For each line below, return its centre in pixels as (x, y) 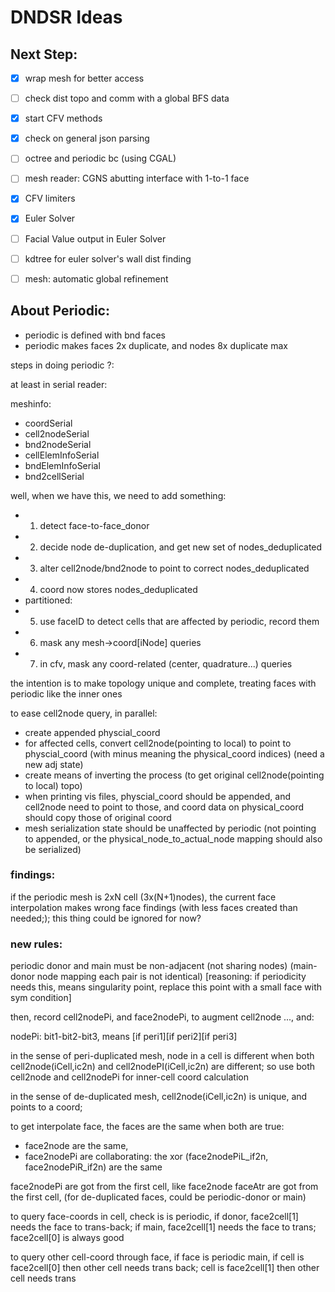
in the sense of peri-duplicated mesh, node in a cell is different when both (162, 1056)
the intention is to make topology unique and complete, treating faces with (163, 683)
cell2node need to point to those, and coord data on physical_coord (164, 807)
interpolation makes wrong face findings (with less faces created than (154, 907)
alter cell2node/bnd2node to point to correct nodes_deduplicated (174, 568)
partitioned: (48, 600)
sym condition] (41, 998)
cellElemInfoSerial (62, 455)
